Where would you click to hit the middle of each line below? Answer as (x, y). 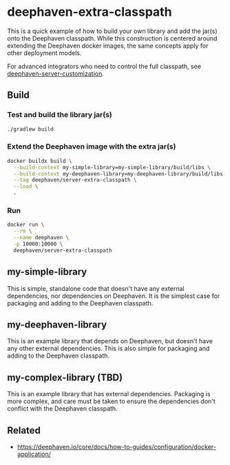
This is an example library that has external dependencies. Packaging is (109, 394)
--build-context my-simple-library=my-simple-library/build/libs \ (112, 167)
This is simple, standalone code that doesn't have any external (96, 288)
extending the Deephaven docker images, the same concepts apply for (108, 45)
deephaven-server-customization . (56, 74)
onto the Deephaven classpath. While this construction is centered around (112, 38)
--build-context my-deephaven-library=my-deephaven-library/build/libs (118, 174)
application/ (34, 454)
